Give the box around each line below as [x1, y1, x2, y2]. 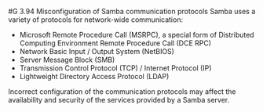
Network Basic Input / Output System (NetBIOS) [19, 47, 175, 56]
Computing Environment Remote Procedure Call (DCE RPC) [19, 38, 212, 48]
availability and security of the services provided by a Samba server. [8, 96, 230, 104]
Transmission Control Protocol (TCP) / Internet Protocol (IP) [19, 63, 212, 73]
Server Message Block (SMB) [19, 55, 115, 64]
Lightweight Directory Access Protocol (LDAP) [19, 72, 170, 81]
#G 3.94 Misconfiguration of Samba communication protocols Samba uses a [8, 7, 256, 16]
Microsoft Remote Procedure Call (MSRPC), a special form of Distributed [19, 31, 254, 39]
